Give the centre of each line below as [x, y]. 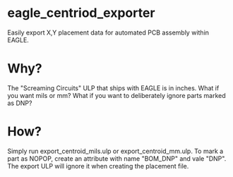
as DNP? [20, 103]
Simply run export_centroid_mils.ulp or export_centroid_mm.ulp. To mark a [115, 151]
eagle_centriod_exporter [81, 13]
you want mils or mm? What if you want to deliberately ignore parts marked [116, 95]
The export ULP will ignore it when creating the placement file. [98, 166]
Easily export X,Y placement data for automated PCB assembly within [108, 32]
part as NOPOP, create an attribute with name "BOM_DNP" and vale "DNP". [117, 158]
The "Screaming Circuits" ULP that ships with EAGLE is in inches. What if [113, 88]
